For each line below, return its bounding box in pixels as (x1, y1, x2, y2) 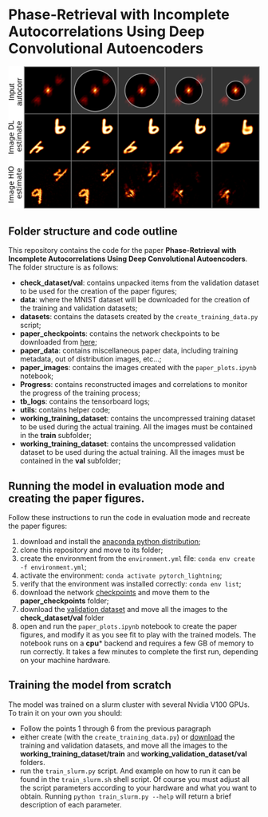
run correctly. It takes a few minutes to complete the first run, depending (19, 647, 258, 657)
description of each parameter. (19, 799, 122, 809)
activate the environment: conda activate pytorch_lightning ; (19, 570, 223, 580)
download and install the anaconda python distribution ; (19, 537, 201, 547)
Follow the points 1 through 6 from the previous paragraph (19, 724, 211, 733)
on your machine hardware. (19, 656, 111, 665)
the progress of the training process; (19, 389, 141, 398)
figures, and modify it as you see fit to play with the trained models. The (19, 630, 257, 640)
